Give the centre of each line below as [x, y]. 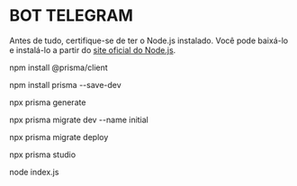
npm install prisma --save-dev [65, 84]
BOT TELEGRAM [71, 16]
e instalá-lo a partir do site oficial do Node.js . [93, 49]
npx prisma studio [43, 155]
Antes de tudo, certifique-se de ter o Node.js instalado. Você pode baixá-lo [149, 40]
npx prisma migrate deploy [59, 137]
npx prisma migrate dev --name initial [79, 120]
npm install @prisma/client [58, 67]
